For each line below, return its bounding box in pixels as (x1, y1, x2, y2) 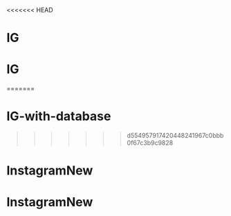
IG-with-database (6, 108, 111, 124)
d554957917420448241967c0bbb (127, 131, 224, 140)
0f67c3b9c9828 (127, 139, 174, 147)
